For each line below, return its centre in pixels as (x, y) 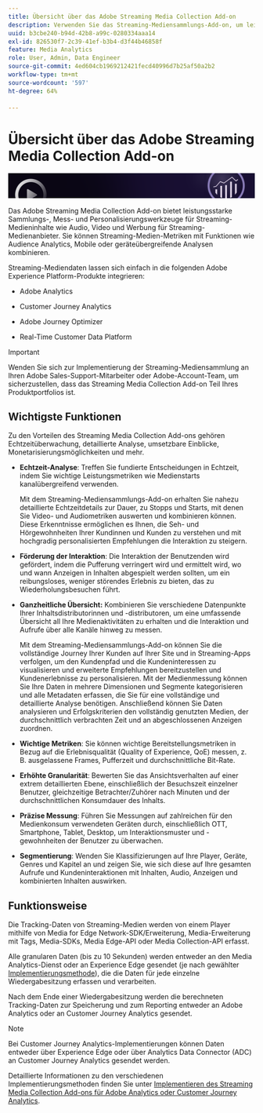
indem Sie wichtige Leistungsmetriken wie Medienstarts (110, 476)
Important (24, 352)
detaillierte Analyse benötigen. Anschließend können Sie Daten (121, 703)
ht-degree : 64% (33, 91)
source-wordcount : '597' (49, 82)
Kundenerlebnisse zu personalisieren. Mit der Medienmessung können (133, 678)
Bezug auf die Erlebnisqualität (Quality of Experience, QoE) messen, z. (133, 752)
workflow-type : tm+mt (43, 75)
